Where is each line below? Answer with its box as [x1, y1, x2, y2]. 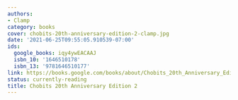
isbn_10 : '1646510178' [13, 56, 81, 63]
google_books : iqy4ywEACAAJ [13, 50, 97, 57]
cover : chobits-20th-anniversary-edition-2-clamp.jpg [7, 30, 170, 37]
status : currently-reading [7, 75, 87, 83]
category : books [7, 23, 55, 30]
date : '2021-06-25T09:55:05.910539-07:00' [7, 37, 135, 44]
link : [7, 69, 23, 76]
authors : [7, 10, 33, 18]
